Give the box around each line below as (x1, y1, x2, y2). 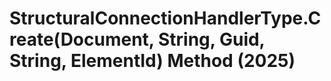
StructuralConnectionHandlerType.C (9, 7, 322, 30)
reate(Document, (9, 28, 155, 51)
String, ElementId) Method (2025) (9, 50, 296, 72)
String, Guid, (157, 28, 266, 51)
